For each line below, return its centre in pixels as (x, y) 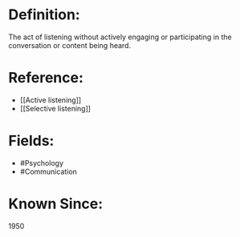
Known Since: (56, 204)
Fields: (31, 141)
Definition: (44, 15)
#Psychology (42, 163)
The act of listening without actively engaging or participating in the (120, 37)
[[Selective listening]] (55, 108)
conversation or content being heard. (69, 45)
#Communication (49, 171)
